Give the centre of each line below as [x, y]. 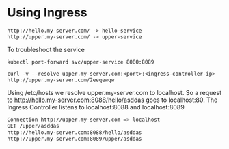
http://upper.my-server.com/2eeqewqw [61, 80]
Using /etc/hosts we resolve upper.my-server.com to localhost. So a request [114, 92]
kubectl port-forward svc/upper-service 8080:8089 [81, 62]
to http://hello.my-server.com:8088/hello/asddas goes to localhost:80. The [112, 100]
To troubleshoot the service [46, 49]
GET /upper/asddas [33, 126]
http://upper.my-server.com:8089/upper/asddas [75, 139]
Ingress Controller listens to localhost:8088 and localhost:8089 [96, 107]
